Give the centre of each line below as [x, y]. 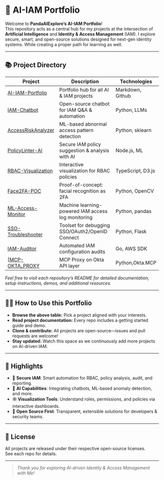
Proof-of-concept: [81, 185]
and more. [22, 394]
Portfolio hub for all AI [84, 89]
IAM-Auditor [22, 248]
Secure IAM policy [80, 144]
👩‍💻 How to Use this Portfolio [49, 303]
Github [123, 96]
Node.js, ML [129, 150]
